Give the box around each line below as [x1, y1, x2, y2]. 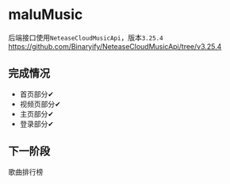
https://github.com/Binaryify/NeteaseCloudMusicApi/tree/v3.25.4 [8, 41, 222, 51]
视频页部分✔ [19, 99, 61, 109]
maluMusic [8, 6, 83, 24]
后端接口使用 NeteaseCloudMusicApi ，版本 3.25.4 [8, 33, 164, 42]
